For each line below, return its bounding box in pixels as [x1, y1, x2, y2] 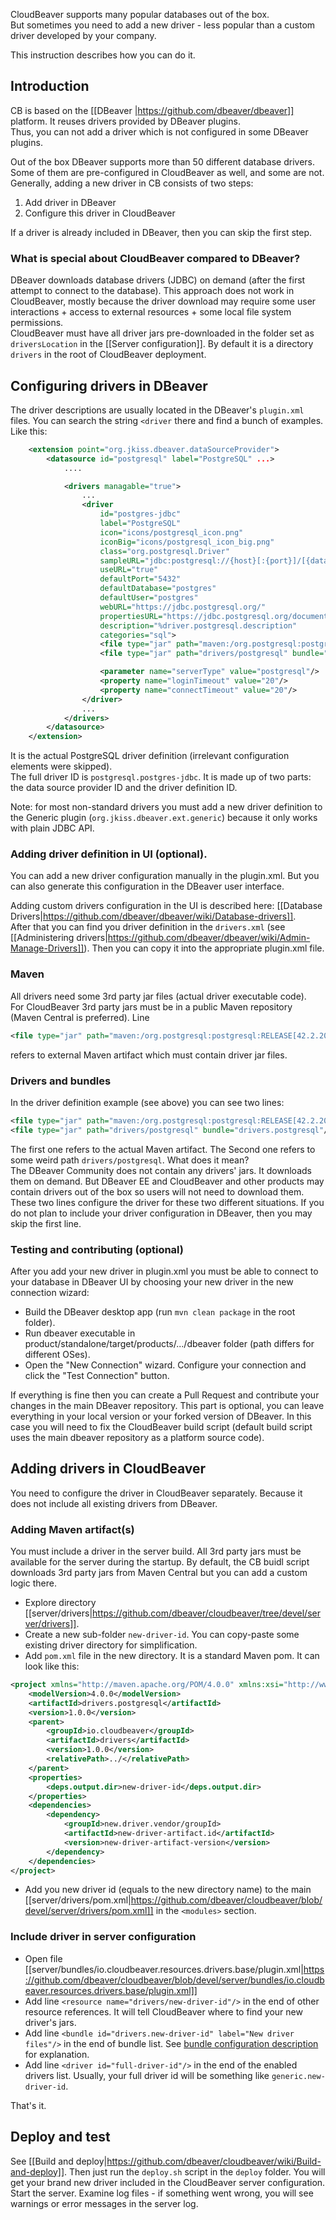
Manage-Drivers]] [10, 942, 85, 954]
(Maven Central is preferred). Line [10, 1011, 150, 1023]
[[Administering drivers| [10, 932, 108, 944]
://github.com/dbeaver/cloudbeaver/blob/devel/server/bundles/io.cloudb [24, 1974, 325, 1986]
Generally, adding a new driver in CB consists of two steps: [10, 177, 254, 189]
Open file [24, 1952, 63, 1964]
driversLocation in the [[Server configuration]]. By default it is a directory [10, 338, 314, 350]
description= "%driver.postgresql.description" [99, 620, 298, 631]
